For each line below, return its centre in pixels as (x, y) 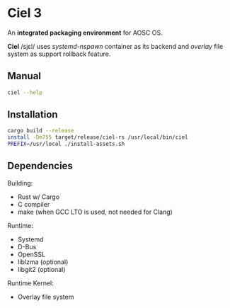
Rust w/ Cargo (39, 197)
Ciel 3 (25, 13)
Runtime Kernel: (31, 283)
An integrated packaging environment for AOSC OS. (85, 33)
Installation (33, 115)
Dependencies (40, 166)
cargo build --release (41, 131)
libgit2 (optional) (41, 269)
